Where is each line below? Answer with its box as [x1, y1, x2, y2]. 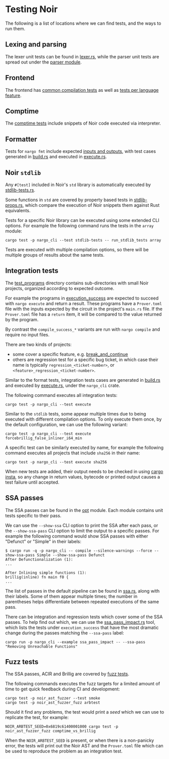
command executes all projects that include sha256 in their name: [5, 450, 140, 456]
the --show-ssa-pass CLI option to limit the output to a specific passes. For [5, 528, 159, 534]
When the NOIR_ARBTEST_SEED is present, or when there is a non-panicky [5, 737, 154, 743]
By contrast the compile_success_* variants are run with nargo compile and [5, 326, 160, 332]
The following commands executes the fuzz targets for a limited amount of [5, 681, 160, 687]
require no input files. [5, 331, 49, 337]
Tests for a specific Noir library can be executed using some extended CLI [5, 217, 160, 223]
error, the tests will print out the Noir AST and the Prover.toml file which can [5, 743, 164, 749]
